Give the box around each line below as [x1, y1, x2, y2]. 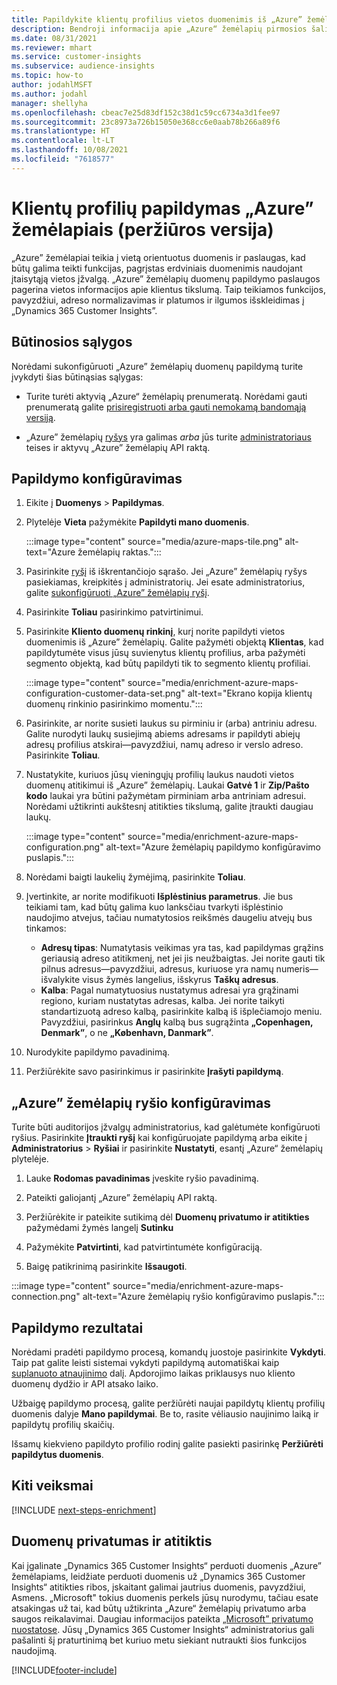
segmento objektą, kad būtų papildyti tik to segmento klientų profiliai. [25, 657, 311, 670]
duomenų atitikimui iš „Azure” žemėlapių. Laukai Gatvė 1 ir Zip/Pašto [25, 779, 310, 791]
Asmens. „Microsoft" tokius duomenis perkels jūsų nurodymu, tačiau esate [11, 1591, 319, 1603]
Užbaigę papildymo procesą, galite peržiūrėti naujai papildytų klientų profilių [11, 1397, 326, 1409]
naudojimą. [11, 1644, 58, 1656]
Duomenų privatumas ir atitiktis [11, 1533, 213, 1550]
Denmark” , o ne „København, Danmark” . [40, 1027, 214, 1039]
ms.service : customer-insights [11, 52, 142, 62]
